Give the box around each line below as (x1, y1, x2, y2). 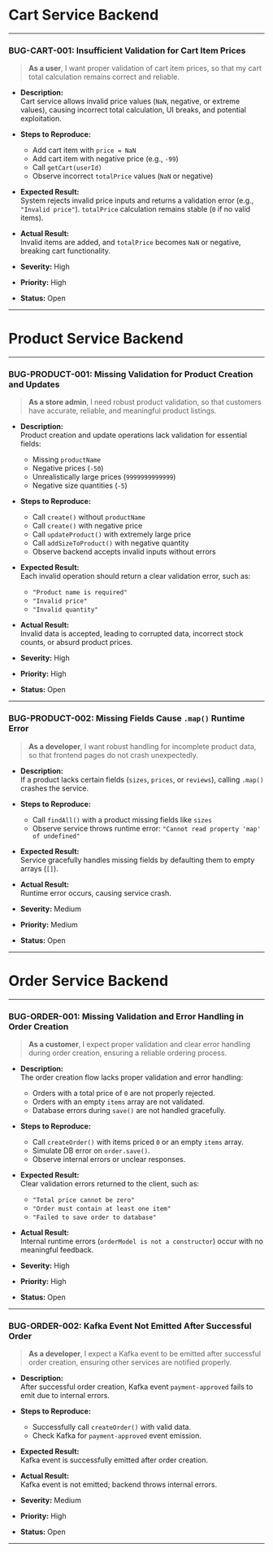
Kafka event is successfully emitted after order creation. (19, 1455, 209, 1465)
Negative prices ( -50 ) (32, 463, 104, 473)
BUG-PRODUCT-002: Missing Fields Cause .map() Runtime (8, 712, 245, 724)
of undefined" (32, 832, 80, 840)
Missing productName (32, 454, 102, 465)
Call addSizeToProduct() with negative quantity (32, 538, 189, 548)
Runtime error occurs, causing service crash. (19, 888, 172, 897)
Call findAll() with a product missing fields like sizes (32, 814, 213, 824)
